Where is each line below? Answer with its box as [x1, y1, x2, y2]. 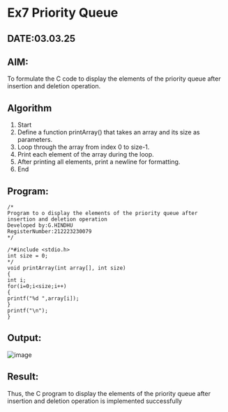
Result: [7, 371, 39, 383]
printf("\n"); [7, 308, 49, 315]
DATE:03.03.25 [7, 33, 76, 45]
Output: [7, 332, 42, 344]
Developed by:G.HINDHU [7, 222, 73, 229]
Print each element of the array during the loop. [17, 150, 155, 159]
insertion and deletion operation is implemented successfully [7, 397, 183, 405]
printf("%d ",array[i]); [7, 295, 79, 302]
